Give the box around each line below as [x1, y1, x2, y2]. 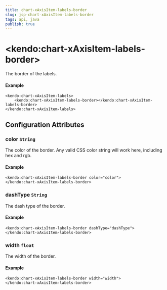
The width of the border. [5, 253, 56, 259]
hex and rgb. [5, 153, 32, 159]
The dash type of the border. [5, 203, 65, 209]
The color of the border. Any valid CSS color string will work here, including [5, 147, 162, 153]
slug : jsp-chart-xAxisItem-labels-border [5, 12, 94, 17]
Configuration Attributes [5, 120, 85, 129]
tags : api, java [5, 17, 39, 22]
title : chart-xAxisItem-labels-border [5, 7, 87, 13]
